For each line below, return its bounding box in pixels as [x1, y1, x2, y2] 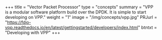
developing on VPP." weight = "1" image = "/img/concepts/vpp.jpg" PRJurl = [5, 14, 157, 20]
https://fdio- [7, 19, 31, 25]
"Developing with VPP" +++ [5, 30, 60, 35]
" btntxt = [138, 25, 157, 30]
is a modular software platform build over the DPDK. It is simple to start [5, 9, 147, 15]
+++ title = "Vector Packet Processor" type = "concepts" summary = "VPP [5, 4, 154, 10]
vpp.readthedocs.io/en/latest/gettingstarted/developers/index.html [5, 25, 139, 30]
